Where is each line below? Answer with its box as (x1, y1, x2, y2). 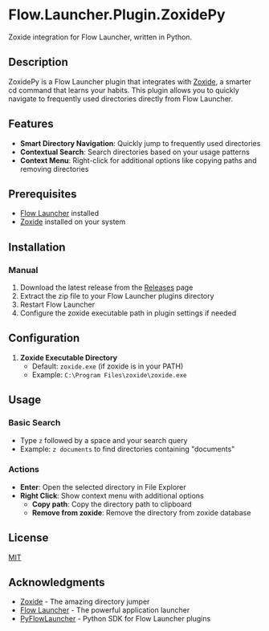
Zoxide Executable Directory (19, 352, 118, 362)
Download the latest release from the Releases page (19, 283, 194, 292)
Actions (8, 464, 40, 475)
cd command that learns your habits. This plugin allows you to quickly (8, 85, 239, 95)
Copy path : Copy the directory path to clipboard (31, 499, 192, 509)
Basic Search (8, 417, 61, 429)
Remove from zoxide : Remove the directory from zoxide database (31, 507, 251, 517)
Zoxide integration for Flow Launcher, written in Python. (8, 32, 193, 42)
